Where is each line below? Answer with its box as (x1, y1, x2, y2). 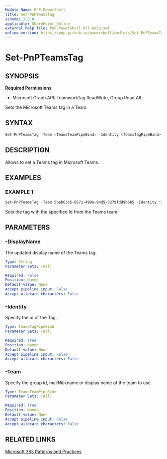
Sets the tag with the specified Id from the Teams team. (5, 209, 119, 215)
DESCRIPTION (5, 146, 50, 155)
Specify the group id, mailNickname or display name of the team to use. (5, 380, 152, 386)
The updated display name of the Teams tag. (5, 249, 97, 255)
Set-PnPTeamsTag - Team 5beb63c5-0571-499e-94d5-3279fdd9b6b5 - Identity (5, 200, 157, 205)
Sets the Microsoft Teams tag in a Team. (5, 104, 88, 110)
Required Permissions (5, 85, 52, 91)
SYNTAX (5, 119, 33, 127)
